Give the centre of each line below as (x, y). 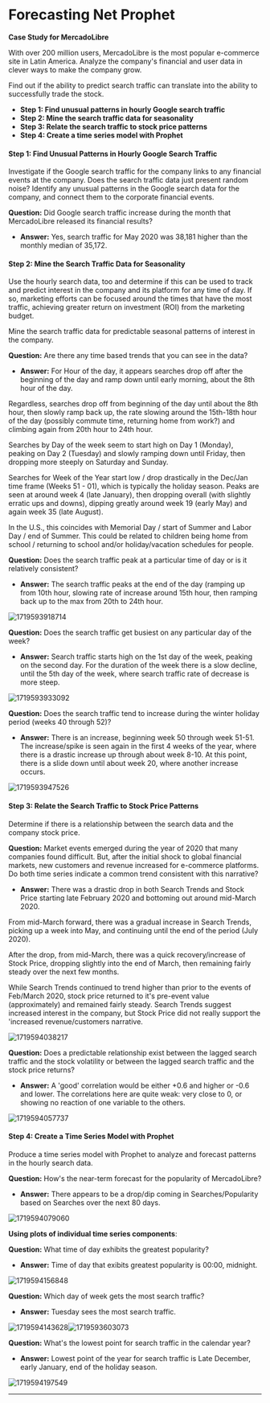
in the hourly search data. (51, 1162)
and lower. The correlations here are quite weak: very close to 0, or (131, 1094)
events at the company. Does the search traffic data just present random (129, 180)
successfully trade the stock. (56, 93)
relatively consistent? (43, 569)
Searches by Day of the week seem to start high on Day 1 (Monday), (121, 445)
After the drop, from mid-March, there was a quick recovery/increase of (127, 954)
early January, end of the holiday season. (89, 1367)
